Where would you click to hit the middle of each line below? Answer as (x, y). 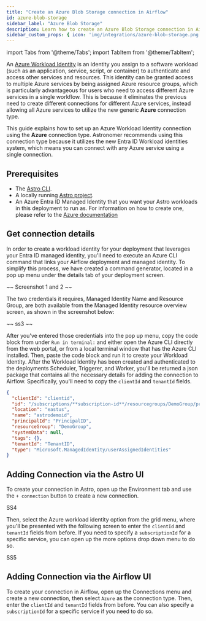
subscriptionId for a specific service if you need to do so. (80, 611)
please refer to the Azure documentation (67, 214)
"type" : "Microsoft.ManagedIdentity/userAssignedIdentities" (92, 450)
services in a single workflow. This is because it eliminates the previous (97, 97)
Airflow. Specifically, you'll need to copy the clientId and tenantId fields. (99, 381)
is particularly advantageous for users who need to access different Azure (100, 90)
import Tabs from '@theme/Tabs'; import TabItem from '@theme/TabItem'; (101, 52)
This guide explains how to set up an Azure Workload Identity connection (99, 128)
